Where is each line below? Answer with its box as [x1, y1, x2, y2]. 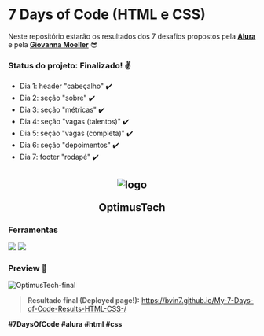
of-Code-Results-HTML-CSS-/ [27, 305, 127, 314]
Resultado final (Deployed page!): [27, 296, 140, 305]
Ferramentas [8, 224, 59, 235]
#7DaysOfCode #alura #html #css [8, 319, 123, 329]
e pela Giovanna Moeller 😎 [8, 39, 98, 49]
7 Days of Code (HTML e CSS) [8, 6, 206, 24]
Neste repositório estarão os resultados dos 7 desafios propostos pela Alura [8, 31, 256, 41]
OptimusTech [98, 201, 166, 214]
